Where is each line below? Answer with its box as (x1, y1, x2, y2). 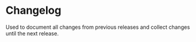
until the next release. (5, 29, 59, 37)
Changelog (5, 4, 62, 17)
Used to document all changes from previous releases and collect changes (5, 23, 191, 31)
